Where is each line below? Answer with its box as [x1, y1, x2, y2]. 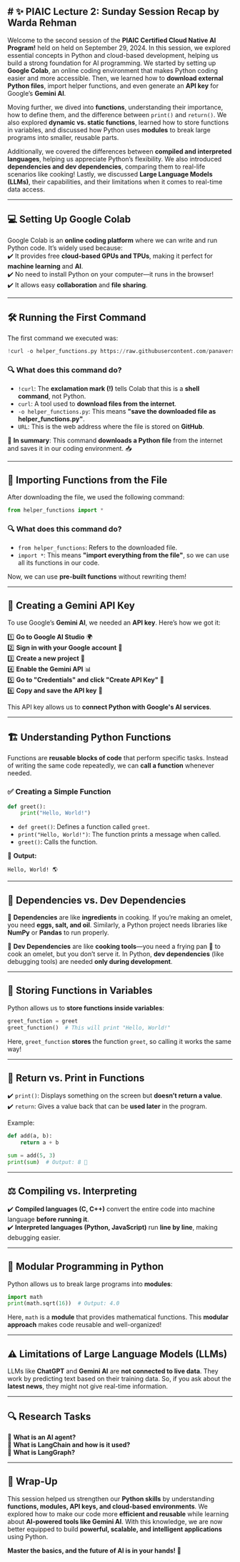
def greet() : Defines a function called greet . [17, 822, 150, 831]
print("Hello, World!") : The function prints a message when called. [17, 830, 221, 839]
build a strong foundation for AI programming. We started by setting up [7, 59, 216, 67]
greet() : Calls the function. [17, 837, 98, 846]
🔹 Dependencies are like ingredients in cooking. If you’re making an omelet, [7, 913, 233, 922]
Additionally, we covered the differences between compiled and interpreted [7, 146, 232, 156]
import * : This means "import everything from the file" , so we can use [17, 550, 230, 559]
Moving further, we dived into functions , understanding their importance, [7, 103, 224, 111]
